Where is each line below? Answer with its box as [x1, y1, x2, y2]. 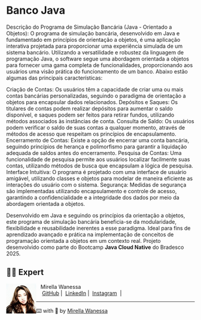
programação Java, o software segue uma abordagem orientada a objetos [6, 55, 190, 62]
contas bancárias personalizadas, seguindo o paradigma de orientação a [6, 92, 187, 99]
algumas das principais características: [6, 74, 103, 81]
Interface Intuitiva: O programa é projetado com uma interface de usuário [6, 168, 187, 175]
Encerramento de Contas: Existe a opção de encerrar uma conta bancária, [6, 136, 190, 144]
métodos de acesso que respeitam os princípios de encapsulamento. [6, 130, 176, 138]
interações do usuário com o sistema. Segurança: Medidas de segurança [6, 181, 187, 188]
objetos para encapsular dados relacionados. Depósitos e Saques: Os [6, 98, 178, 105]
